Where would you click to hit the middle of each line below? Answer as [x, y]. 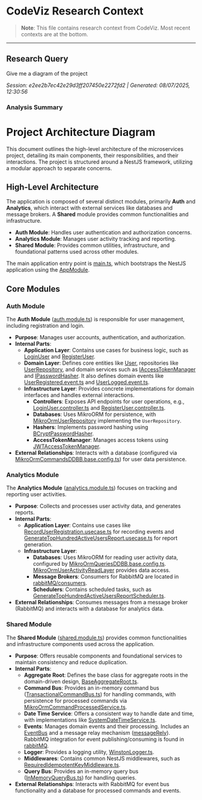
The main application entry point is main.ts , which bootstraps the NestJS [96, 263]
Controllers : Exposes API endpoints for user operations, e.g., [109, 402]
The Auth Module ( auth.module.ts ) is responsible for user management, [96, 319]
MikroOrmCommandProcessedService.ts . [75, 707]
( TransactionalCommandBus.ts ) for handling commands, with [100, 694]
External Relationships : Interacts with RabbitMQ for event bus [92, 784]
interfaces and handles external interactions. [79, 395]
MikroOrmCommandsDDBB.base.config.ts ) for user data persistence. [101, 459]
